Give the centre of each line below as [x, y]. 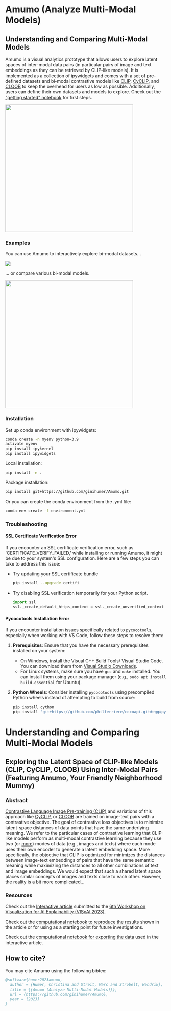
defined [14, 81]
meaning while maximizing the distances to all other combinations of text [82, 866]
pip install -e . [24, 473]
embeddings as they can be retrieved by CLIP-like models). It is [72, 70]
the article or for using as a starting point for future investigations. [75, 927]
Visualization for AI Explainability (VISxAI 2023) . [56, 912]
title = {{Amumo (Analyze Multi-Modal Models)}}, [64, 990]
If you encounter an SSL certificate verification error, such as [69, 547]
